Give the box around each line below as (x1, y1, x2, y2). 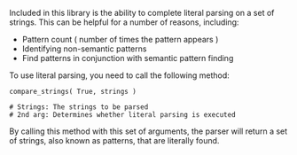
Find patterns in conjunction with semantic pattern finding (21, 53, 234, 63)
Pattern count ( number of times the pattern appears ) (21, 35, 219, 44)
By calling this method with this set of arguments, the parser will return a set (9, 126, 288, 136)
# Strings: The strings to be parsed (9, 103, 149, 112)
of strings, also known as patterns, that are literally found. (9, 136, 220, 145)
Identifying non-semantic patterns (21, 43, 147, 54)
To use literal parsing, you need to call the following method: (9, 70, 231, 81)
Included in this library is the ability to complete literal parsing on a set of (9, 8, 275, 18)
